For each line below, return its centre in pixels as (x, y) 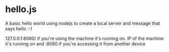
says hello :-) (19, 28)
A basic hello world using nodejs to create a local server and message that (83, 23)
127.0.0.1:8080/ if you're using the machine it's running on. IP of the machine (84, 38)
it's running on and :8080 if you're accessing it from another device (75, 43)
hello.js (21, 9)
